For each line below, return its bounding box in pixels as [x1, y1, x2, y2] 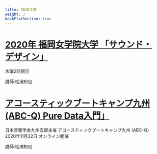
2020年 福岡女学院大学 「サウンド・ [5, 39, 152, 50]
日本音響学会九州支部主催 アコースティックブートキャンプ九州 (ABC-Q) [5, 127, 149, 133]
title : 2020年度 [5, 7, 37, 12]
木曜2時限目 [5, 68, 29, 74]
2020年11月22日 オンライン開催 [5, 133, 69, 139]
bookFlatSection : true [5, 16, 52, 21]
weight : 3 [5, 12, 26, 17]
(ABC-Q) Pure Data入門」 [5, 110, 109, 121]
